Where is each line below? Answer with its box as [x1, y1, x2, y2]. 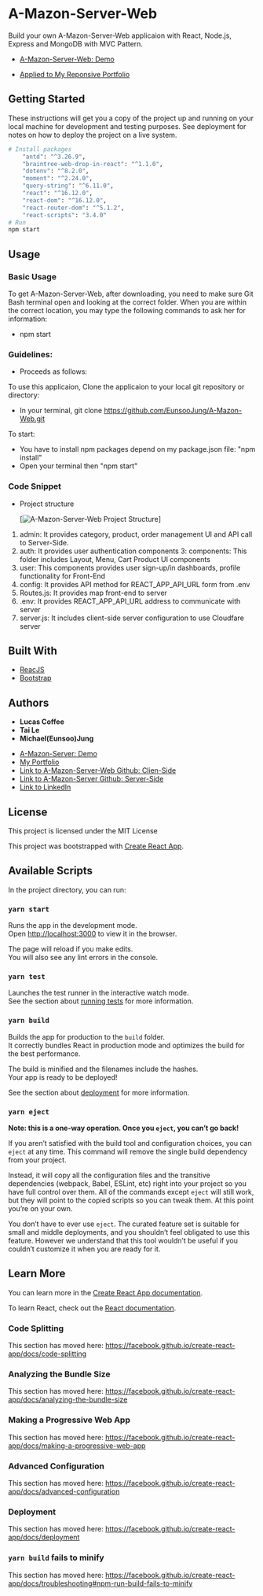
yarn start [8, 904, 49, 914]
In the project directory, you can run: [8, 885, 126, 894]
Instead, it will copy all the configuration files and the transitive [8, 1170, 210, 1180]
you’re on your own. [8, 1203, 73, 1213]
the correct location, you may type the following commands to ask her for [8, 305, 246, 315]
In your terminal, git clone [19, 406, 103, 416]
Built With [8, 644, 57, 657]
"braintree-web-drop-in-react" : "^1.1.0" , [22, 160, 163, 168]
